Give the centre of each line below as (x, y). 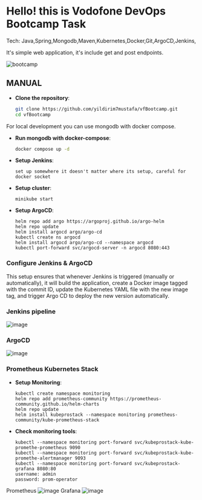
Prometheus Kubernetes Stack (52, 369)
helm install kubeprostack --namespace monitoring (80, 415)
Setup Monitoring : (38, 382)
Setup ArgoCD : (34, 211)
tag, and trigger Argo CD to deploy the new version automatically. (88, 295)
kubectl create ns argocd (47, 237)
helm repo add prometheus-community (61, 399)
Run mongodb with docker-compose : (63, 138)
